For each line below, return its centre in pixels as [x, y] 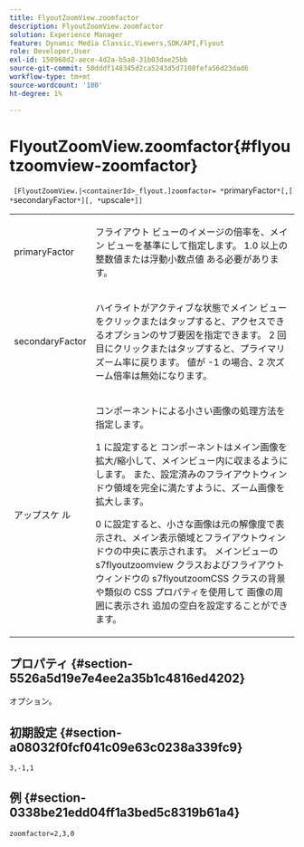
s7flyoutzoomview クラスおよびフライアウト [190, 565]
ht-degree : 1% [36, 93]
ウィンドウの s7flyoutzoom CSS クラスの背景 [190, 579]
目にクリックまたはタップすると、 [167, 349]
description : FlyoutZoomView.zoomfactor [87, 26]
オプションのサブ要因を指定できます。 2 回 [195, 335]
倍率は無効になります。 [162, 376]
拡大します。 [122, 502]
